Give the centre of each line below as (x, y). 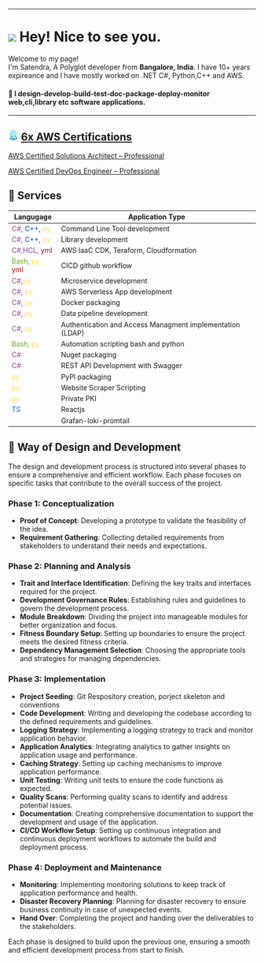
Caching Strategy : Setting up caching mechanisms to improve (121, 763)
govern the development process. (74, 608)
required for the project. (58, 592)
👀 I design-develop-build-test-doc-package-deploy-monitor (109, 93)
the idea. (34, 529)
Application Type (157, 217)
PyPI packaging (86, 377)
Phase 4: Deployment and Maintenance (85, 867)
